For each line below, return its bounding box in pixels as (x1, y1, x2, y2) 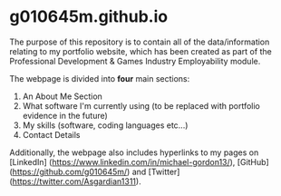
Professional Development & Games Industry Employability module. (9, 55, 261, 66)
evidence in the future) (22, 110, 109, 121)
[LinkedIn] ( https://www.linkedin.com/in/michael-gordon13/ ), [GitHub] (9, 156, 269, 167)
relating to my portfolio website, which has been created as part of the (9, 45, 272, 56)
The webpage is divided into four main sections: (9, 73, 190, 83)
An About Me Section (22, 91, 102, 102)
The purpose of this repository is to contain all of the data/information (9, 36, 270, 47)
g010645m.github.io (9, 6, 169, 27)
